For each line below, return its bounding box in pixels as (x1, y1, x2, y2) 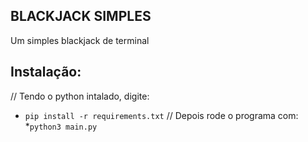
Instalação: (10, 64, 82, 81)
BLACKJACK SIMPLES (10, 8, 152, 25)
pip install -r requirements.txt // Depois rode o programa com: (24, 109, 299, 121)
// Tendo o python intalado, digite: (10, 90, 150, 102)
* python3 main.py (24, 120, 98, 132)
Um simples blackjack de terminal (10, 34, 150, 46)
